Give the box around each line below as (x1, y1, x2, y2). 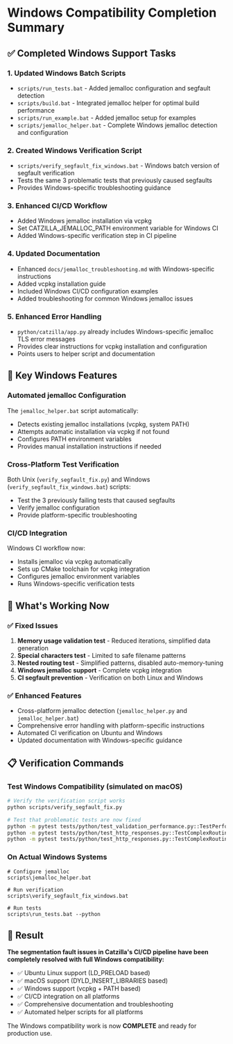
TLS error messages (17, 335, 76, 344)
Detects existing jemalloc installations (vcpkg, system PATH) (17, 419, 190, 428)
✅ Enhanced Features (7, 691, 82, 700)
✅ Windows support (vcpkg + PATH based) (17, 984, 141, 993)
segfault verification (17, 169, 75, 177)
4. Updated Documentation (7, 249, 101, 259)
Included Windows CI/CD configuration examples (17, 287, 158, 295)
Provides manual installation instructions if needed (17, 442, 162, 450)
